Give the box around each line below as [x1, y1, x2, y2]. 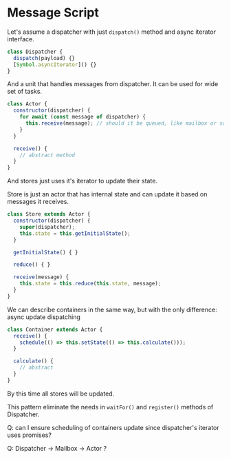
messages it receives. [7, 198, 69, 206]
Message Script [7, 5, 100, 21]
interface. [7, 34, 34, 43]
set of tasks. [7, 88, 43, 96]
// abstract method [19, 152, 76, 159]
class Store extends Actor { [7, 211, 91, 218]
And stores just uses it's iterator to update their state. [7, 177, 158, 185]
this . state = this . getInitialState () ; [19, 229, 131, 237]
